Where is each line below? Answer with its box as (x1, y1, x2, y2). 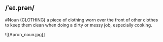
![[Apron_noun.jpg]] (5, 31, 45, 37)
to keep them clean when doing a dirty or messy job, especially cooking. (5, 22, 153, 28)
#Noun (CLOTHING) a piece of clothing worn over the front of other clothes (5, 17, 159, 22)
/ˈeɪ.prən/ (5, 4, 34, 12)
